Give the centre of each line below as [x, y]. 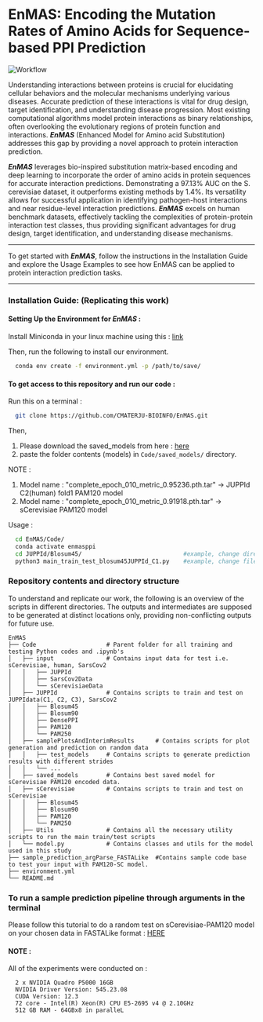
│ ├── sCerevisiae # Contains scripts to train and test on [126, 789]
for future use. [31, 623]
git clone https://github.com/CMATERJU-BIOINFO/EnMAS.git [112, 416]
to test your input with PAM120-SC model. [78, 864]
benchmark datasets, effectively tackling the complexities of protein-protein [130, 217]
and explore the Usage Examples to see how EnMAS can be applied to [121, 264]
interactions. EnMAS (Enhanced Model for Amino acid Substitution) [117, 134]
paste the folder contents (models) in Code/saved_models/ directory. [128, 454]
